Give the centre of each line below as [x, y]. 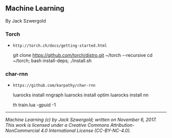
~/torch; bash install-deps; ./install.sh [52, 61]
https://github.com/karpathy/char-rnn [54, 86]
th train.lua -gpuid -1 [34, 105]
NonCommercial [23, 131]
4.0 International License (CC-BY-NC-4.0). [86, 131]
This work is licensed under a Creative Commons [57, 125]
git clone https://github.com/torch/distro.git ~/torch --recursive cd [82, 55]
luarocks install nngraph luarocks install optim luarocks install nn [81, 95]
